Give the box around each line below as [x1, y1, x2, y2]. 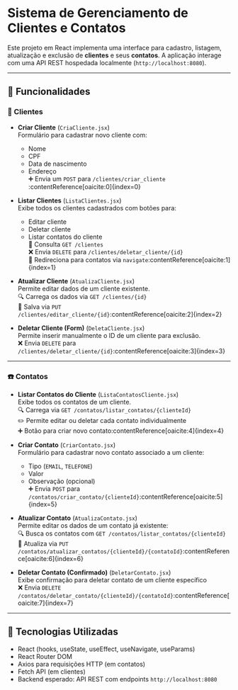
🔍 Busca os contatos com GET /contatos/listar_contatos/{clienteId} [17, 529, 227, 538]
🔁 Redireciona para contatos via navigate [28, 255, 149, 264]
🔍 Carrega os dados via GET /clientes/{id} [17, 292, 147, 300]
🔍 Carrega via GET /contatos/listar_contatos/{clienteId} [17, 405, 191, 414]
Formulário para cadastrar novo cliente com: [17, 130, 147, 139]
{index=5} [28, 499, 58, 508]
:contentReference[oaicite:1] [148, 255, 231, 264]
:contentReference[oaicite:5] [139, 492, 223, 501]
